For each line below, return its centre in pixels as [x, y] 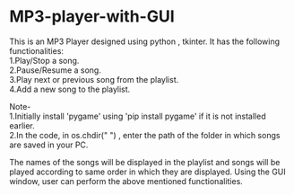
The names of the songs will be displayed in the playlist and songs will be [145, 162]
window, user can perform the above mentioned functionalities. [126, 181]
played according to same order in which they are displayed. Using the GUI [148, 172]
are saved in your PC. [49, 145]
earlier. [22, 125]
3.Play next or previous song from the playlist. [94, 79]
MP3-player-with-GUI [92, 17]
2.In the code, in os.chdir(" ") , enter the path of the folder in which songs [145, 135]
